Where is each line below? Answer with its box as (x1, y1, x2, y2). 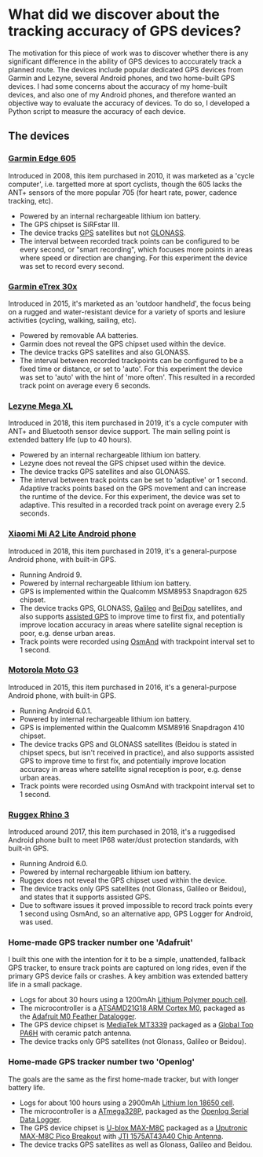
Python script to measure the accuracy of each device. (8, 106, 186, 116)
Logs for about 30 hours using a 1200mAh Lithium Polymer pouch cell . (19, 995, 248, 1005)
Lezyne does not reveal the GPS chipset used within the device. (19, 458, 226, 468)
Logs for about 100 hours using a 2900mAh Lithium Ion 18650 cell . (19, 1098, 236, 1107)
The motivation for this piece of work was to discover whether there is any (8, 48, 249, 57)
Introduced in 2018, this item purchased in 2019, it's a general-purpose (8, 546, 237, 556)
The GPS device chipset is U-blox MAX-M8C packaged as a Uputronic (19, 1122, 248, 1133)
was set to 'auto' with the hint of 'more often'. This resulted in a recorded (19, 372, 255, 382)
